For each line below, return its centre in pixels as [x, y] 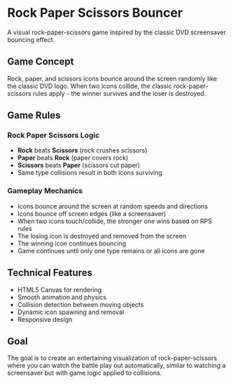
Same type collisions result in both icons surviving [90, 173]
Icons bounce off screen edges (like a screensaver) [92, 213]
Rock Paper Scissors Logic [54, 136]
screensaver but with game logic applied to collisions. [85, 373]
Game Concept [41, 62]
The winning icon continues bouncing [72, 243]
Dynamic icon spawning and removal [71, 312]
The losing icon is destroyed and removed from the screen [102, 236]
